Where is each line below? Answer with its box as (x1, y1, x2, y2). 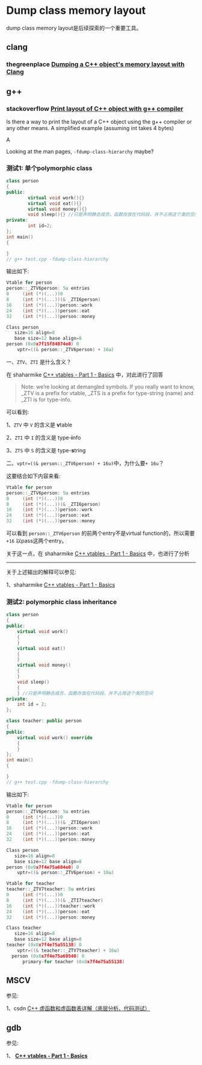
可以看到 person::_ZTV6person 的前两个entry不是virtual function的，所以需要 (6, 529, 195, 537)
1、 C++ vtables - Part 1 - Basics (6, 1052, 88, 1060)
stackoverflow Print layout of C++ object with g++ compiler (6, 104, 183, 113)
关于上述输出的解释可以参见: (6, 569, 77, 576)
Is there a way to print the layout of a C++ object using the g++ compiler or (6, 118, 192, 125)
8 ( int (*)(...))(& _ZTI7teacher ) (6, 897, 103, 904)
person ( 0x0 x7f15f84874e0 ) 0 (6, 341, 79, 347)
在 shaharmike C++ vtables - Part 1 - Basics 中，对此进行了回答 (6, 371, 164, 378)
